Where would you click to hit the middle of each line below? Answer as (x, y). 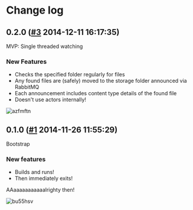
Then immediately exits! (43, 179)
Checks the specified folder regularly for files (70, 75)
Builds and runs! (34, 172)
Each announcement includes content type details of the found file (96, 93)
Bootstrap (18, 144)
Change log (35, 10)
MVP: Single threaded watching (45, 46)
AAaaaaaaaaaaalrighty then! (40, 190)
